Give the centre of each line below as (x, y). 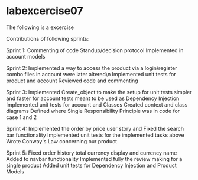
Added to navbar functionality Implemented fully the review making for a (94, 159)
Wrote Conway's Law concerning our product (61, 141)
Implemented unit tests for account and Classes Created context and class (97, 104)
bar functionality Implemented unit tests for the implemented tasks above (95, 135)
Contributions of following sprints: (48, 38)
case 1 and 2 (22, 117)
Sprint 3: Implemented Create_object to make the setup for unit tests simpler (99, 92)
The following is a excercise (40, 27)
